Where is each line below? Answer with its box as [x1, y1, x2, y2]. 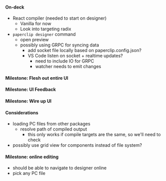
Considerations [5, 109, 39, 115]
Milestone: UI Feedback [5, 86, 56, 93]
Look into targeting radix [20, 26, 72, 32]
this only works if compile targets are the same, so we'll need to [27, 132, 161, 138]
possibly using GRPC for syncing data [20, 42, 100, 48]
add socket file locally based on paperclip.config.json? [27, 47, 142, 53]
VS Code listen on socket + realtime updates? [27, 53, 123, 59]
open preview [20, 37, 49, 43]
